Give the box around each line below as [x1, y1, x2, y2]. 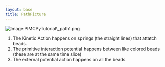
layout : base [5, 7, 33, 12]
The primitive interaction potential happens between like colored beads [12, 46, 160, 52]
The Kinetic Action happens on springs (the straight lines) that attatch [12, 35, 157, 41]
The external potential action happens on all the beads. [12, 56, 127, 62]
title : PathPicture [5, 12, 46, 17]
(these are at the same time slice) [12, 51, 82, 57]
